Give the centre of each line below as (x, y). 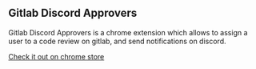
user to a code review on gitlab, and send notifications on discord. (117, 41)
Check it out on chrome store (56, 56)
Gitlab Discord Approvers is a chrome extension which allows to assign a (128, 32)
